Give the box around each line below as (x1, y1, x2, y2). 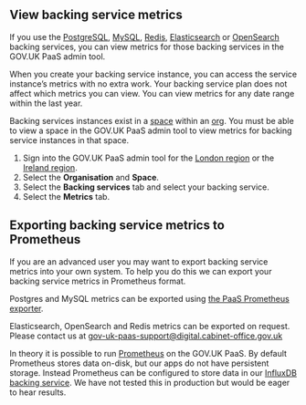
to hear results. (9, 387, 67, 398)
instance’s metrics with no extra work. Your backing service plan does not (9, 78, 288, 89)
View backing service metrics (9, 7, 183, 23)
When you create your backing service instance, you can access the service (9, 68, 298, 79)
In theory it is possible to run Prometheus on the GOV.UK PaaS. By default (9, 348, 288, 358)
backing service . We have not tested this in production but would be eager (9, 377, 290, 388)
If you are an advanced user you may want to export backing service (9, 255, 269, 267)
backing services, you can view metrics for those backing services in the (9, 41, 285, 52)
